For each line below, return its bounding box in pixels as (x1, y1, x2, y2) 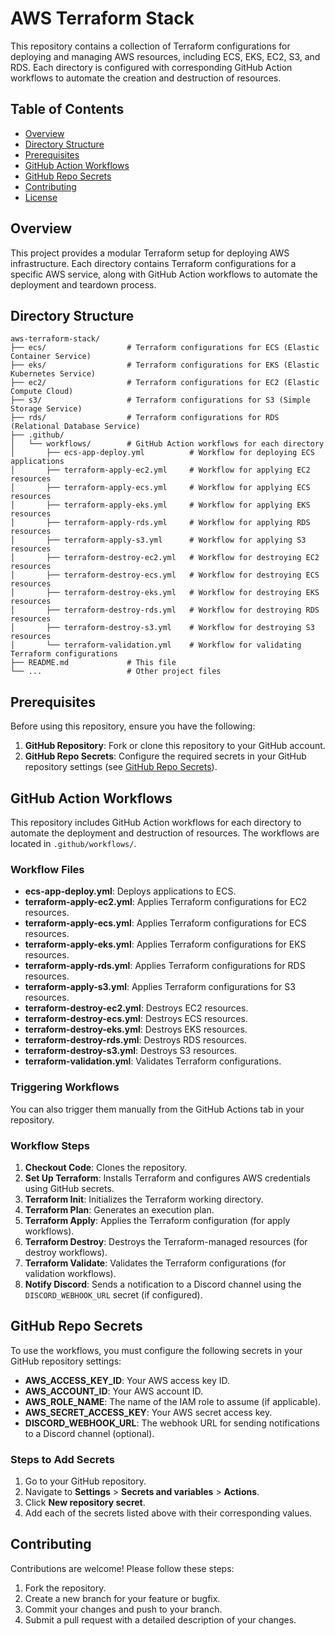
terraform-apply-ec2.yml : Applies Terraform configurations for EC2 (24, 896, 308, 908)
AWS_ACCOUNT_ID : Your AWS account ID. (24, 1385, 204, 1397)
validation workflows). (24, 1267, 117, 1279)
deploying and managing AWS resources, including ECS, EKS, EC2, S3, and (10, 50, 321, 62)
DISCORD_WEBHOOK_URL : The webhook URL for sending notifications (24, 1417, 320, 1429)
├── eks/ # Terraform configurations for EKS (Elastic (10, 360, 320, 371)
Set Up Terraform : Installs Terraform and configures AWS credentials (24, 1172, 311, 1184)
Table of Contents (10, 101, 125, 118)
